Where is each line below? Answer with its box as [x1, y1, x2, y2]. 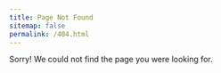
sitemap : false [9, 21, 66, 30]
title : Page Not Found [9, 12, 94, 22]
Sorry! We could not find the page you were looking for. [9, 54, 214, 65]
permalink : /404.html [9, 29, 90, 38]
